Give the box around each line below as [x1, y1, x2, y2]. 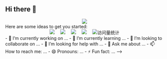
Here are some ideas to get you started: [5, 23, 88, 29]
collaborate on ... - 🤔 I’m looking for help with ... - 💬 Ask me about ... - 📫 [5, 41, 155, 47]
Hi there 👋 [5, 5, 37, 14]
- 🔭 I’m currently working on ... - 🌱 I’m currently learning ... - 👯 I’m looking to [5, 35, 162, 41]
